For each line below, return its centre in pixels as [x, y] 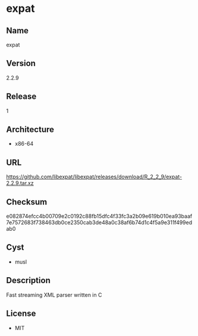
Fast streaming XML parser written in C [54, 295]
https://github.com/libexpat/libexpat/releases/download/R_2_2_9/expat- [94, 177]
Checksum [27, 202]
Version [21, 63]
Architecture [30, 130]
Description [28, 280]
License [21, 314]
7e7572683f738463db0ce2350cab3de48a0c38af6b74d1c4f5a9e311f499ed [99, 222]
